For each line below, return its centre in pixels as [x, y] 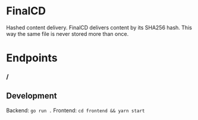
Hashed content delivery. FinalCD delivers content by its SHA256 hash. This [99, 27]
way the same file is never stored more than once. [67, 33]
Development [32, 96]
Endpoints [32, 58]
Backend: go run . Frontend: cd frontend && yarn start [76, 110]
